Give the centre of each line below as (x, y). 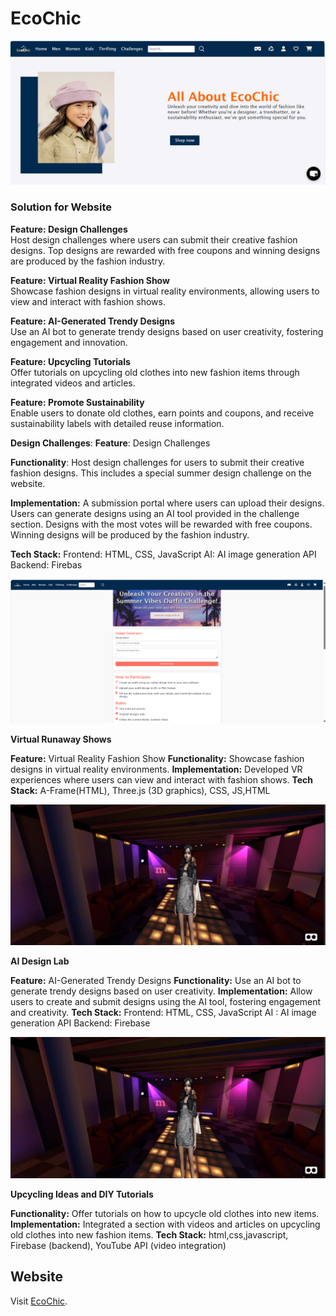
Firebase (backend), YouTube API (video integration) (118, 1245)
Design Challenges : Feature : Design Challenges (110, 443)
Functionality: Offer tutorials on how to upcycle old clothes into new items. (165, 1213)
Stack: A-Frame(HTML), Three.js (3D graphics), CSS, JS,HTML (140, 790)
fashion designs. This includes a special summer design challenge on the (161, 473)
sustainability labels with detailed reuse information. (117, 423)
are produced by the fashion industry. (88, 261)
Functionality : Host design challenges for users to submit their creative (157, 462)
